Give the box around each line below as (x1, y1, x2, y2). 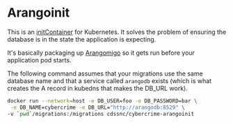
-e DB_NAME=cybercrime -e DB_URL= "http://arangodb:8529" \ (10, 104, 186, 111)
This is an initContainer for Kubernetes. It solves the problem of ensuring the (7, 28, 227, 36)
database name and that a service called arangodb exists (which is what (7, 76, 212, 85)
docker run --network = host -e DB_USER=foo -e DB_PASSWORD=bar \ (7, 97, 198, 105)
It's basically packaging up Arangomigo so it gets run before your (7, 48, 195, 57)
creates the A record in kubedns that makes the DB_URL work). (7, 84, 188, 92)
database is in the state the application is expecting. (7, 35, 156, 43)
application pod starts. (7, 55, 72, 64)
